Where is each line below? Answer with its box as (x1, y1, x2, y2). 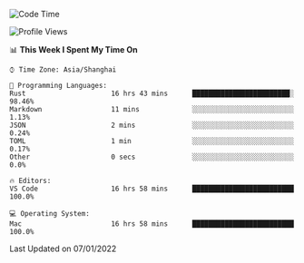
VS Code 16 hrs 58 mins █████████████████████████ (9, 184, 295, 193)
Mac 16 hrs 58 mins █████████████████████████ (9, 219, 295, 229)
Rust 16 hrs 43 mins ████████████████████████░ (9, 89, 295, 98)
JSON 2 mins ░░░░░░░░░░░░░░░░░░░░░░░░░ (9, 121, 295, 130)
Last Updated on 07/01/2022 (9, 243, 117, 254)
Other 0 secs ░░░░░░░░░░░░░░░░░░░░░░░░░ (9, 152, 295, 161)
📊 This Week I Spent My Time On (9, 44, 138, 54)
